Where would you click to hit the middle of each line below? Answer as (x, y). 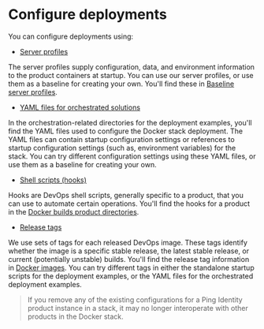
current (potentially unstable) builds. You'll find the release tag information (129, 259)
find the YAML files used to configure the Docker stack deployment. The (125, 131)
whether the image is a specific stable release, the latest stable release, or (129, 251)
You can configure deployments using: (71, 36)
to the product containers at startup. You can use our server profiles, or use (131, 75)
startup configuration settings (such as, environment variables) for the (122, 148)
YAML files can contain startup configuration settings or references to (121, 139)
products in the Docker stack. (75, 316)
